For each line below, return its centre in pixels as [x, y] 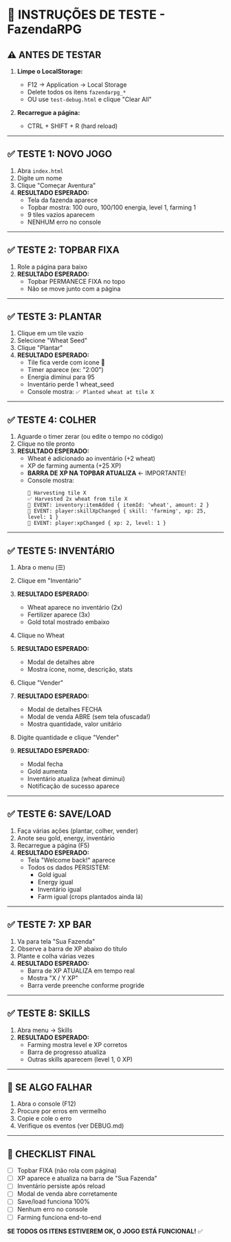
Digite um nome [40, 178]
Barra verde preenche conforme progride [86, 985]
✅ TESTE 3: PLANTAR [54, 317]
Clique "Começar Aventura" [56, 185]
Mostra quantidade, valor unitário [75, 724]
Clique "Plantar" [40, 348]
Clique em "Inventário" [49, 581]
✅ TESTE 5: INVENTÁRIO [61, 551]
